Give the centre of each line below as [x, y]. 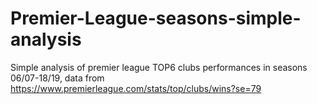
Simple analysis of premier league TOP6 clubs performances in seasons [159, 67]
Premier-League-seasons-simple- [156, 18]
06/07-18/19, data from [57, 78]
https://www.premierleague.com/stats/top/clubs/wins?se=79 [136, 88]
